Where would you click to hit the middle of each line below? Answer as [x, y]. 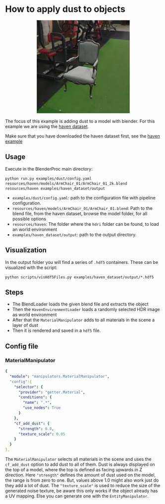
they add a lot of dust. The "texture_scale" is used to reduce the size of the [83, 486]
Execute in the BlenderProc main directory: [49, 169]
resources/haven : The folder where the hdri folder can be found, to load [86, 224]
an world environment [35, 229]
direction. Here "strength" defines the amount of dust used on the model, [81, 475]
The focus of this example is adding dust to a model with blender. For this [80, 121]
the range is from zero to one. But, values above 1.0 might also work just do [82, 480]
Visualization [26, 250]
